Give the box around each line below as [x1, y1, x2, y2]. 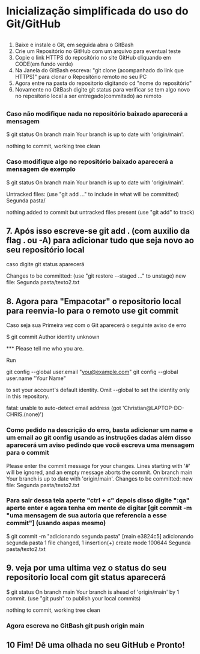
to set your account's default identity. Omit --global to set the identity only [6, 387, 190, 394]
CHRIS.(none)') [6, 411, 44, 418]
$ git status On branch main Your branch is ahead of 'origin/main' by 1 [6, 588, 180, 596]
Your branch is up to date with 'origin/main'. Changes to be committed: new [6, 475, 193, 482]
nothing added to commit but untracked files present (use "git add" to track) [6, 208, 195, 216]
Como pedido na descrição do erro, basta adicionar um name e [6, 426, 193, 434]
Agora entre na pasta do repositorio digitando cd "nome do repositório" [14, 79, 192, 87]
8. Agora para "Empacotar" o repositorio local [6, 296, 181, 307]
